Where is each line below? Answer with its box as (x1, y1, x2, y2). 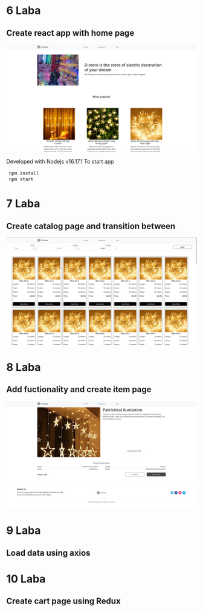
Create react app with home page (6, 28, 135, 38)
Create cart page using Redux (6, 596, 121, 607)
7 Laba (6, 197, 40, 211)
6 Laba (6, 4, 41, 18)
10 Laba (6, 572, 46, 586)
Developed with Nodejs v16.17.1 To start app (6, 158, 114, 165)
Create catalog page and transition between (6, 221, 176, 231)
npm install (8, 170, 39, 176)
